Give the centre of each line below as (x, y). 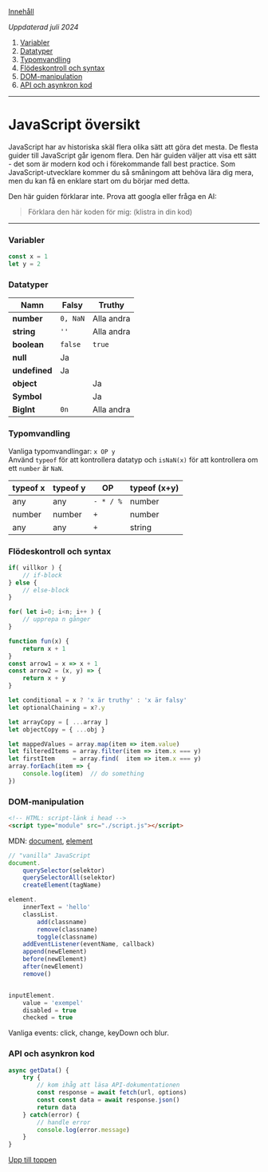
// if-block (42, 575)
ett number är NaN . (36, 468)
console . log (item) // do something (84, 774)
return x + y (44, 679)
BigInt (24, 409)
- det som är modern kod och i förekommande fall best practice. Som (122, 164)
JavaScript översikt (75, 125)
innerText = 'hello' (57, 907)
